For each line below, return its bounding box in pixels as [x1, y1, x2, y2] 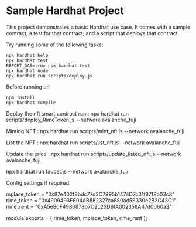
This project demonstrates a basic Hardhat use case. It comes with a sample [6, 23, 191, 31]
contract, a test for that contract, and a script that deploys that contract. [6, 29, 180, 36]
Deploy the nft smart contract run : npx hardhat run [6, 110, 129, 117]
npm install [6, 94, 35, 100]
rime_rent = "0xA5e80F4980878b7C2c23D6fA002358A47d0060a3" [6, 203, 172, 210]
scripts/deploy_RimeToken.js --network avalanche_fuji [6, 116, 136, 123]
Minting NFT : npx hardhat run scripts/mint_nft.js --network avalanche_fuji [6, 127, 185, 134]
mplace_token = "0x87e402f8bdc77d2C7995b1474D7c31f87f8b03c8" [6, 191, 175, 198]
